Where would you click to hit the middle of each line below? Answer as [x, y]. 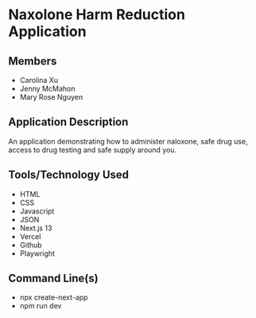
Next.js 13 [36, 228]
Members [33, 61]
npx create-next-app [54, 297]
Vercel [30, 236]
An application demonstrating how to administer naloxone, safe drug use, [128, 141]
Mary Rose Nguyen [51, 97]
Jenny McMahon [47, 88]
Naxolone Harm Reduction [97, 15]
